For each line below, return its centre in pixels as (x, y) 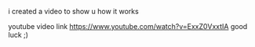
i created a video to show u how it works (73, 11)
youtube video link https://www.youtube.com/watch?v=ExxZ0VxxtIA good (128, 26)
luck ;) (18, 35)
